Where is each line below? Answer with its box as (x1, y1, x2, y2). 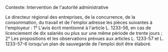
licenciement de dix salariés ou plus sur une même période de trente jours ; (5, 30, 163, 36)
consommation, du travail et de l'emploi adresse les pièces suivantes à (5, 20, 153, 25)
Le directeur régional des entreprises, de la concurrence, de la (5, 14, 136, 20)
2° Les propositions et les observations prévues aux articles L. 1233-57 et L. (5, 35, 164, 41)
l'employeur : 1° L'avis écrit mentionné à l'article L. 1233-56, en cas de (5, 25, 151, 31)
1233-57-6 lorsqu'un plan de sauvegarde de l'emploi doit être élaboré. (5, 41, 152, 47)
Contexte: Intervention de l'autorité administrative (5, 5, 109, 10)
